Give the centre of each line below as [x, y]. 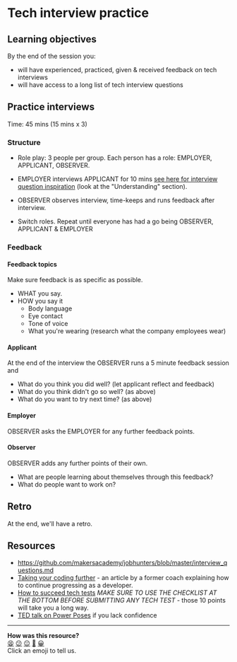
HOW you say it [40, 301]
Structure [24, 142]
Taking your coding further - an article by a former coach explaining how [123, 578]
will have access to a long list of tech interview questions [100, 85]
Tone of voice [48, 324]
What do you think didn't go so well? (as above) [87, 392]
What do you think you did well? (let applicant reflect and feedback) [116, 384]
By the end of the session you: [51, 56]
